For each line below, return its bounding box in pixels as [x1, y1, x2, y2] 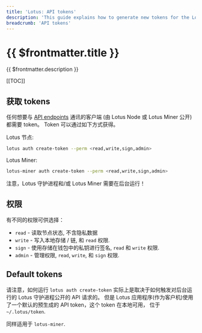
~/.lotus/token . [6, 308, 46, 315]
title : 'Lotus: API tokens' [6, 8, 77, 15]
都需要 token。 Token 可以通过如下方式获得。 [6, 121, 119, 128]
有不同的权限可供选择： [6, 216, 64, 223]
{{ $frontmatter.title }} [6, 46, 120, 60]
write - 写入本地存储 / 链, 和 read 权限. [14, 236, 110, 243]
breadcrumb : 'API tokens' [6, 20, 71, 26]
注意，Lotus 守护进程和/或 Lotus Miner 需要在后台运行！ [6, 180, 145, 187]
